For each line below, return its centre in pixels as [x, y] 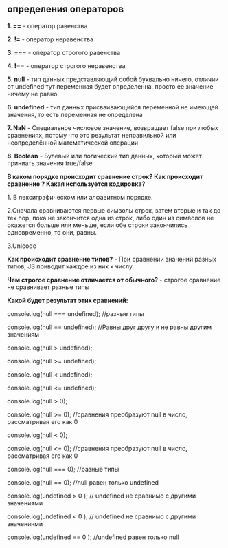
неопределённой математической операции [73, 143]
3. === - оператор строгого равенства [64, 52]
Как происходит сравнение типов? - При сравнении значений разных [112, 259]
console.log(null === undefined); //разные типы [76, 313]
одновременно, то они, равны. [52, 232]
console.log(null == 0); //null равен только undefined [83, 482]
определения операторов [66, 9]
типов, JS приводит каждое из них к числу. [71, 266]
